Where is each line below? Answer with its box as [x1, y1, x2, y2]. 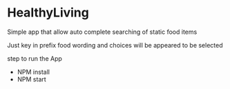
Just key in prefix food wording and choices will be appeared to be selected [7, 41, 223, 49]
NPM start [17, 75, 46, 83]
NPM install [17, 68, 50, 76]
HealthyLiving [7, 5, 90, 21]
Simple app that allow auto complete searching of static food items [7, 28, 198, 36]
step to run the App [7, 54, 62, 63]
